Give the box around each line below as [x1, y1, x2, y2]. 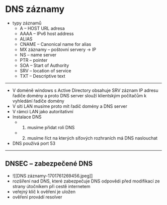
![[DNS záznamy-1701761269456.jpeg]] [12, 173, 93, 179]
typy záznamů [12, 20, 42, 26]
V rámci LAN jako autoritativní [12, 108, 74, 114]
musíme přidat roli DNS [27, 124, 75, 130]
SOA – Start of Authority [19, 62, 70, 68]
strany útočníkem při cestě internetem [12, 183, 90, 189]
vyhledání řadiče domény [12, 98, 65, 104]
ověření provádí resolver [12, 194, 63, 200]
